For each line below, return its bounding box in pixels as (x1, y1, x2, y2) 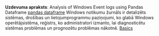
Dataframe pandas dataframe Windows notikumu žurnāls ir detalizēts (5, 9, 146, 15)
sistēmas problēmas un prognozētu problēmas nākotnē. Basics (5, 25, 133, 31)
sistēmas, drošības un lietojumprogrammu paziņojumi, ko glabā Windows (5, 15, 154, 20)
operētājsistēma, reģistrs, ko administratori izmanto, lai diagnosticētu (5, 20, 146, 26)
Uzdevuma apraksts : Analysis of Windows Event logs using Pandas (5, 4, 143, 10)
